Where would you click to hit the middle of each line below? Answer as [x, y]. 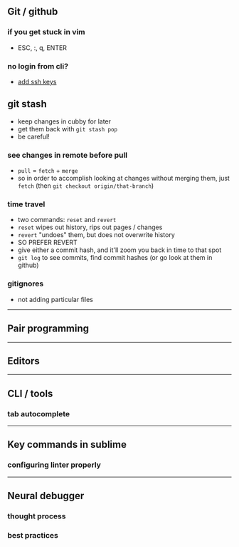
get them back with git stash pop [68, 129]
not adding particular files [55, 299]
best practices [33, 535]
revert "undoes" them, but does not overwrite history [96, 235]
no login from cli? [38, 66]
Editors [24, 361]
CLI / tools [30, 393]
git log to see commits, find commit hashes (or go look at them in [115, 258]
